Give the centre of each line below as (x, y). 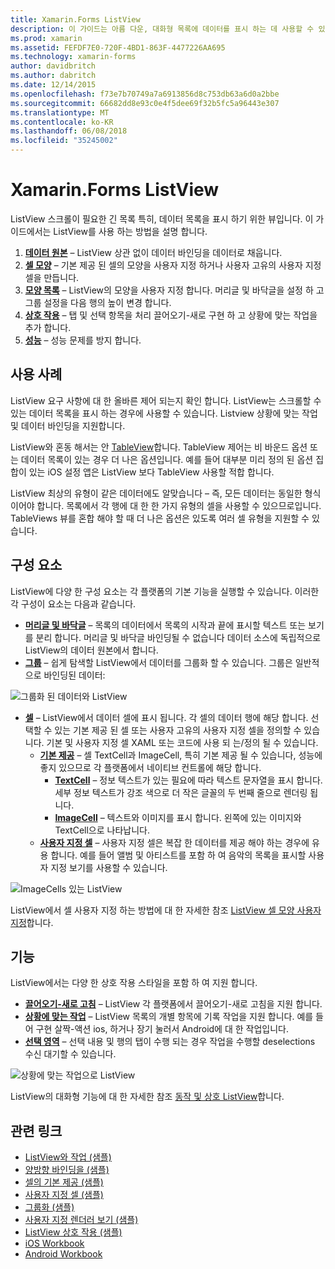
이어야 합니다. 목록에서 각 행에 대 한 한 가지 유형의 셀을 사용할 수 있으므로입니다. (166, 505)
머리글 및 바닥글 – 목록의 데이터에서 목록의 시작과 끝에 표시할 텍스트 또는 (165, 625)
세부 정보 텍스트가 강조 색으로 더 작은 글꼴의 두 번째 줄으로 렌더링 (181, 792)
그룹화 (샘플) (49, 1207)
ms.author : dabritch (53, 76)
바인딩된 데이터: (74, 675)
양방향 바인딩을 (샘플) (67, 1170)
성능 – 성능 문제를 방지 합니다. (83, 340)
